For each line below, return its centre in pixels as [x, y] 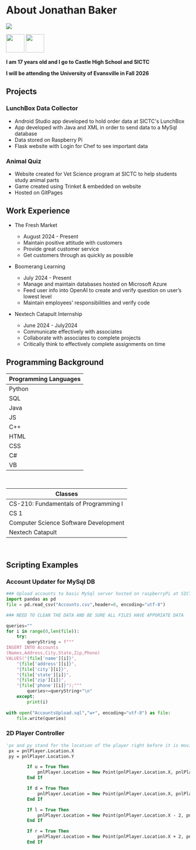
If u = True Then [48, 767]
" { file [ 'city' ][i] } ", [43, 669]
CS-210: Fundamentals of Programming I [66, 503]
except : [26, 697]
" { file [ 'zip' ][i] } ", [41, 680]
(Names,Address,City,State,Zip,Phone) [53, 653]
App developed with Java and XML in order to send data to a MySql [96, 127]
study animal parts [37, 180]
